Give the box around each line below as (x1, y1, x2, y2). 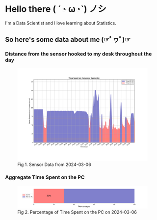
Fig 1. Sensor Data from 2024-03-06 (17, 162, 92, 167)
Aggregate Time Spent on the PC (5, 174, 85, 181)
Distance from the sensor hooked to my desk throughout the (5, 51, 152, 57)
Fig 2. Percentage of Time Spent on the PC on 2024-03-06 (17, 209, 137, 215)
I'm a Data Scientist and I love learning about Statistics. (5, 20, 116, 26)
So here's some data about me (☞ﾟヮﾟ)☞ (5, 35, 131, 44)
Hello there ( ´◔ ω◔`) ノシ (5, 3, 106, 15)
